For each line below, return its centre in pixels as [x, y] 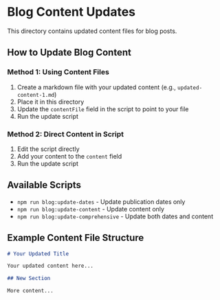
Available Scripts [44, 185]
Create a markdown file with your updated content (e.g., [97, 87]
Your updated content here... [51, 266]
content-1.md [36, 95]
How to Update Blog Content [69, 53]
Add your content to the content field [69, 156]
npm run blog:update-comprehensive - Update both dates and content [115, 216]
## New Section [29, 279]
